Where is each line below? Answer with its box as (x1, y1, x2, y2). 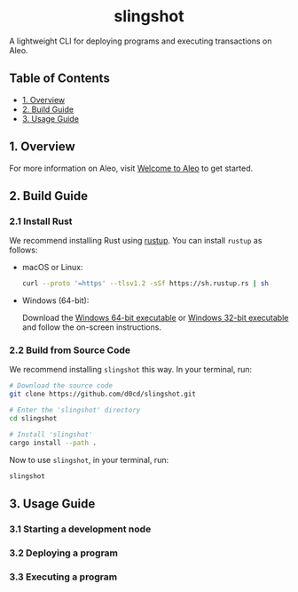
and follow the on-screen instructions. (21, 322, 162, 332)
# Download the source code (9, 381, 114, 390)
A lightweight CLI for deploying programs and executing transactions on (9, 36, 272, 46)
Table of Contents (9, 71, 111, 86)
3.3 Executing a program (9, 571, 118, 583)
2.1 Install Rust (9, 215, 73, 228)
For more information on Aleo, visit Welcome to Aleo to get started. (9, 163, 254, 173)
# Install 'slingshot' (9, 429, 93, 439)
